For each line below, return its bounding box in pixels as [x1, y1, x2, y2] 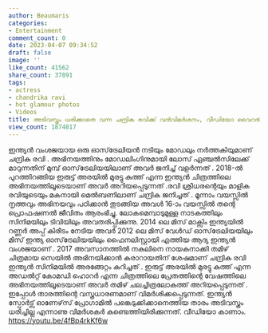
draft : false [8, 49, 52, 57]
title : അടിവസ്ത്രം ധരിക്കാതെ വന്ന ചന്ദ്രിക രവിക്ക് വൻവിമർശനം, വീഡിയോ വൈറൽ [8, 116, 262, 124]
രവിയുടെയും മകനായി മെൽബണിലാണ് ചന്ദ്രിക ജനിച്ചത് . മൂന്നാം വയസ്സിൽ [8, 189, 249, 200]
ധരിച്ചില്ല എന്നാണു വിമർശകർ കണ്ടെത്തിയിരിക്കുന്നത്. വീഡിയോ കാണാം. [8, 307, 246, 316]
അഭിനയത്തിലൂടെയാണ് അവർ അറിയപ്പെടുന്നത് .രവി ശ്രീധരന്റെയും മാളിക [8, 180, 250, 190]
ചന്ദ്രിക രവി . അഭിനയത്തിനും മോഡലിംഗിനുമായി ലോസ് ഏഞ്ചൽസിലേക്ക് [8, 153, 250, 164]
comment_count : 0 [8, 34, 66, 42]
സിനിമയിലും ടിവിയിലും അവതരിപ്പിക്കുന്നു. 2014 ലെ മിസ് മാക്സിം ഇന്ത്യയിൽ [8, 216, 244, 226]
